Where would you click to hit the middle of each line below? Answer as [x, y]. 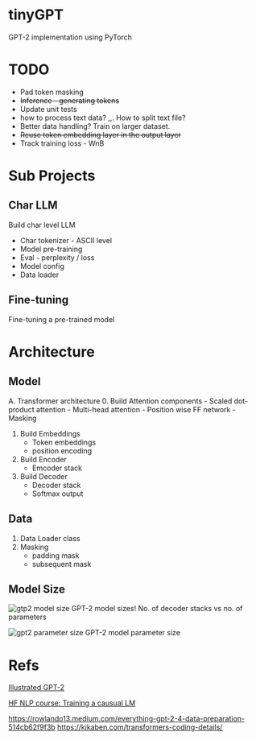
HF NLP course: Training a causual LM [72, 703]
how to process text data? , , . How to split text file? [103, 118]
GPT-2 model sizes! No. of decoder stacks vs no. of [157, 609]
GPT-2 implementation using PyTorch [70, 37]
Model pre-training [51, 249]
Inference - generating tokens [69, 100]
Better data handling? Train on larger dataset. [95, 126]
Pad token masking [52, 92]
